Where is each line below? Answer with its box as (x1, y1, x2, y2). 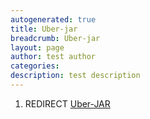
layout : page (10, 42, 65, 53)
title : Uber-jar (10, 24, 78, 34)
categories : (10, 61, 60, 71)
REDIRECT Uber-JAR (24, 97, 111, 110)
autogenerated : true (10, 14, 97, 25)
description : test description (10, 71, 141, 81)
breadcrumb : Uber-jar (10, 33, 101, 43)
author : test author (10, 52, 97, 62)
